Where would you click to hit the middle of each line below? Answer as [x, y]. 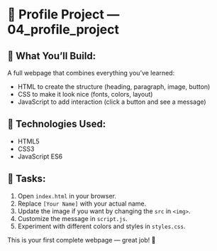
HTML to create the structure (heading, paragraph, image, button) [114, 87]
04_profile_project [63, 30]
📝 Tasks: [27, 179]
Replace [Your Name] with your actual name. [82, 203]
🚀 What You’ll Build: [52, 56]
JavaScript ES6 [40, 156]
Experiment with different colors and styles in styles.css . [101, 226]
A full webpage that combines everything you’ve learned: [91, 73]
